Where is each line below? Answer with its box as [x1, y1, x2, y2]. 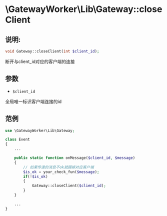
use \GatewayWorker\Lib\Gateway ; [5, 128, 75, 133]
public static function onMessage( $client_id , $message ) [14, 155, 135, 160]
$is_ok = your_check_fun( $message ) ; [23, 169, 99, 174]
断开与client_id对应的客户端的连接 [5, 58, 75, 64]
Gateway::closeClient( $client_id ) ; [31, 183, 106, 188]
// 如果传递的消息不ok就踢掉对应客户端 [23, 164, 94, 169]
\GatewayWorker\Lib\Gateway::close [5, 3, 162, 15]
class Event [5, 137, 30, 142]
